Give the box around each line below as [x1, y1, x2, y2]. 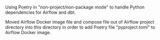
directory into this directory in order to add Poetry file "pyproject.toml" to [5, 24, 155, 30]
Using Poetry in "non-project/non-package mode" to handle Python [5, 4, 145, 10]
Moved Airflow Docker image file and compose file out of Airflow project [5, 19, 154, 25]
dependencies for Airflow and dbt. [5, 9, 76, 15]
